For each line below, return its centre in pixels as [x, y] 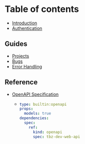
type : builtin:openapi [43, 104]
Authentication [27, 28]
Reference [21, 82]
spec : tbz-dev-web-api [56, 137]
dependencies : [34, 118]
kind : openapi [47, 132]
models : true [37, 114]
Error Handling [27, 66]
